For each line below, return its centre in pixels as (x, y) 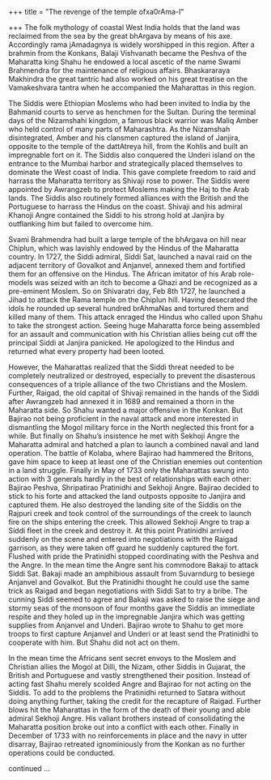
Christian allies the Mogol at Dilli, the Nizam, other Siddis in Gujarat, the (127, 667)
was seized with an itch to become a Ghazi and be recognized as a (146, 282)
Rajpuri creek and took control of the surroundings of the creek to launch (130, 513)
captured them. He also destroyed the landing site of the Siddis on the (125, 505)
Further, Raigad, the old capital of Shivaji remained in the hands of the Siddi (134, 393)
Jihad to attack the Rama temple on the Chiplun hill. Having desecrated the (133, 300)
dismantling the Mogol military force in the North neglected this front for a (131, 427)
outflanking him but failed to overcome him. (81, 224)
